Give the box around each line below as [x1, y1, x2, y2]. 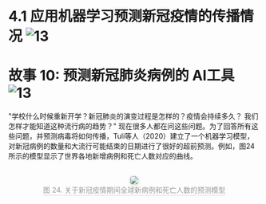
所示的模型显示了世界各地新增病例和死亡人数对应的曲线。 [8, 151, 197, 161]
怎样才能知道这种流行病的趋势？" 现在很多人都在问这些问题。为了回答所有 [8, 121, 252, 131]
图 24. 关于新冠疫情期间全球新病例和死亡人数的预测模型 [42, 185, 226, 195]
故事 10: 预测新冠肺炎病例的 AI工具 [8, 67, 235, 84]
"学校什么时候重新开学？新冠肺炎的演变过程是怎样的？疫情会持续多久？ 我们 [8, 112, 259, 121]
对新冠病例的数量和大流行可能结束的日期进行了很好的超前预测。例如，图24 [8, 141, 256, 151]
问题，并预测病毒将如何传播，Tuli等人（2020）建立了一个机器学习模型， [14, 131, 254, 141]
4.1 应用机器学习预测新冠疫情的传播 [8, 7, 240, 25]
